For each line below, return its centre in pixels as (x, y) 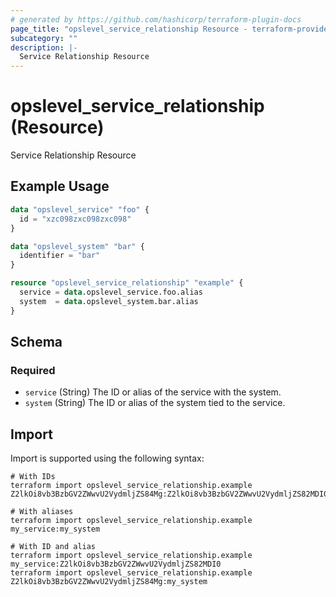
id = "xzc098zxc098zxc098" (75, 219)
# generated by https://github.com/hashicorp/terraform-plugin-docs (156, 19)
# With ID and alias (53, 547)
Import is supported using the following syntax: (107, 458)
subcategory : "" (44, 38)
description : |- (44, 47)
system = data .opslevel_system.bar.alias (109, 301)
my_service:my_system (55, 529)
